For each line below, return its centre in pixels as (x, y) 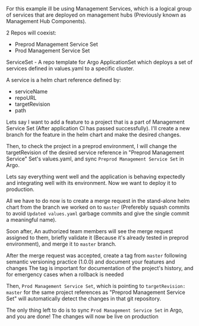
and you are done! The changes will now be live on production (82, 316)
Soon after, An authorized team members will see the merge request (90, 231)
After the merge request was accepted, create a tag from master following (97, 256)
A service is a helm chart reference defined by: (64, 80)
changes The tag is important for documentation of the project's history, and (100, 268)
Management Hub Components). (46, 21)
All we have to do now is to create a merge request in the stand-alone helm (98, 201)
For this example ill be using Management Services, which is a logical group (99, 9)
